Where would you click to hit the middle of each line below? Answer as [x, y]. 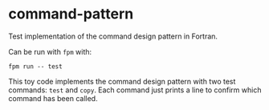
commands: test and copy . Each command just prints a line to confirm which [135, 90]
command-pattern [71, 14]
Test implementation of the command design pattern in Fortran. [113, 36]
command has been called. [53, 98]
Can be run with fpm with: [50, 51]
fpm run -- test [35, 66]
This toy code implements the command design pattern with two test [122, 81]
